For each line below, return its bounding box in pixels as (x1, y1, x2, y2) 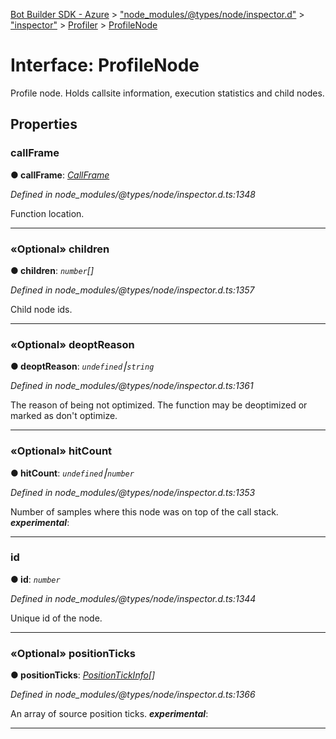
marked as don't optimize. (10, 410, 118, 422)
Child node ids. (10, 303, 73, 315)
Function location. (10, 207, 85, 219)
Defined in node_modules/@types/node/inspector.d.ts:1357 (10, 284, 255, 296)
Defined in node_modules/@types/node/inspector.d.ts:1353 (10, 486, 256, 498)
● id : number (10, 573, 61, 585)
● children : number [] (10, 264, 95, 276)
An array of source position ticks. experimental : (10, 708, 209, 720)
